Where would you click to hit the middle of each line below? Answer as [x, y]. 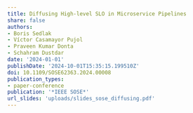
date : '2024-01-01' [36, 60]
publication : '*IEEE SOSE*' [48, 92]
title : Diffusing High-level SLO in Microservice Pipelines [97, 14]
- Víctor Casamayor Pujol [45, 40]
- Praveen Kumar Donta [40, 46]
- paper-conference [36, 86]
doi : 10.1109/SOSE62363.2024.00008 [59, 72]
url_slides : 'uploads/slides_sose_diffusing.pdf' [81, 99]
